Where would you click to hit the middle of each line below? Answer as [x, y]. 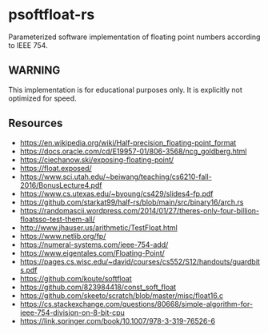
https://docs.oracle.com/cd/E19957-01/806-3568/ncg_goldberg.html [133, 151]
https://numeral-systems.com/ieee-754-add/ [94, 245]
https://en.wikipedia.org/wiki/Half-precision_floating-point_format [128, 142]
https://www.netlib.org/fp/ [63, 236]
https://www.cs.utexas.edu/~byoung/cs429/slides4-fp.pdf [116, 193]
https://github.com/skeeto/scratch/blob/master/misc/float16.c [122, 295]
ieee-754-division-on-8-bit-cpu [72, 312]
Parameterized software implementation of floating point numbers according [134, 37]
